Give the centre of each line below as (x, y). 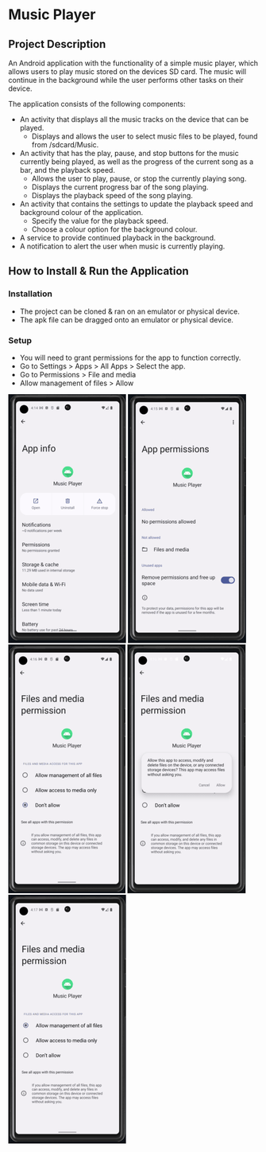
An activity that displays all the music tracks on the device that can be (134, 119)
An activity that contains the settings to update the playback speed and (136, 204)
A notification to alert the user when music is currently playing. (122, 246)
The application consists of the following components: (97, 104)
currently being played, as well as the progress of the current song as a (137, 162)
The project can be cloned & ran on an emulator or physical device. (129, 311)
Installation (31, 294)
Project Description (57, 44)
